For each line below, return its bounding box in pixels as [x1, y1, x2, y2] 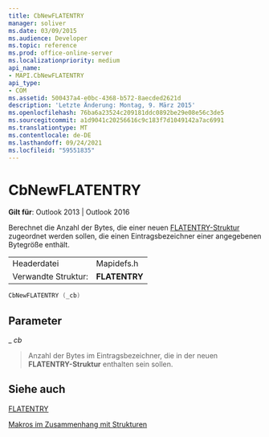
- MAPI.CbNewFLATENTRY [8, 71, 84, 80]
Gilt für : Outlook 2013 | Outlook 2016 [8, 207, 130, 217]
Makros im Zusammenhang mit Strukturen [8, 419, 148, 429]
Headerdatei [12, 258, 59, 269]
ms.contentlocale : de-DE [8, 131, 92, 139]
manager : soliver [8, 19, 67, 27]
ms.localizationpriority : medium [8, 57, 120, 65]
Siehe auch [8, 382, 66, 396]
